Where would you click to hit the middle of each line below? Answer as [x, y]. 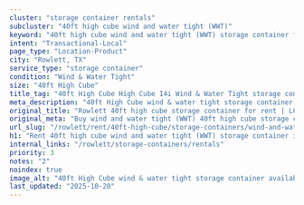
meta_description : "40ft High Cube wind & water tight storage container [152, 102]
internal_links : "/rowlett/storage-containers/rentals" [117, 144]
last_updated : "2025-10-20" [62, 187]
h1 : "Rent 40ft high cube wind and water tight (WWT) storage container [149, 136]
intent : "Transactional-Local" [68, 43]
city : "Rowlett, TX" [48, 60]
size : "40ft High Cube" [54, 85]
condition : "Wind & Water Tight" [72, 77]
